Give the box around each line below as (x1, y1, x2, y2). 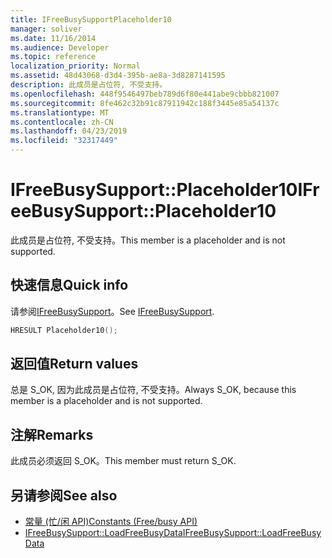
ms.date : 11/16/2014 (10, 33, 97, 43)
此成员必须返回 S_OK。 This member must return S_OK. (10, 455, 237, 467)
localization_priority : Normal (10, 61, 141, 71)
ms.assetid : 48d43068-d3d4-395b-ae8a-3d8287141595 (10, 71, 226, 81)
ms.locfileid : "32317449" (10, 136, 118, 146)
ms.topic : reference (10, 52, 97, 62)
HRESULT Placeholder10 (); (10, 325, 118, 335)
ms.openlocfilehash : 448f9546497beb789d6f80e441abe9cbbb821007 (10, 89, 280, 99)
